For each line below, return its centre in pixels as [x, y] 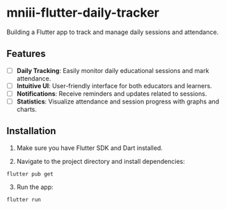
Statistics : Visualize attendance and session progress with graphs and [118, 101]
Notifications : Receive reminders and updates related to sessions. [112, 93]
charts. [27, 109]
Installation [31, 131]
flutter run [24, 199]
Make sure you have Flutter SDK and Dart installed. [89, 148]
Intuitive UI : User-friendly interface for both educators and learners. [114, 85]
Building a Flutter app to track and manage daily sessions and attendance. [113, 32]
